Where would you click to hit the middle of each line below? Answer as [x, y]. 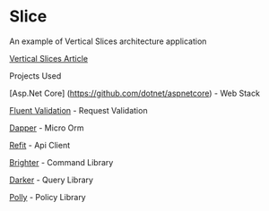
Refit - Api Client [40, 145]
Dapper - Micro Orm [47, 128]
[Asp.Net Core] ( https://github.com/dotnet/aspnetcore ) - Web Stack [134, 93]
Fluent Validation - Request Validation [78, 110]
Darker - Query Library [52, 180]
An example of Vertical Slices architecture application [108, 41]
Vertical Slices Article [48, 58]
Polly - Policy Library [48, 197]
